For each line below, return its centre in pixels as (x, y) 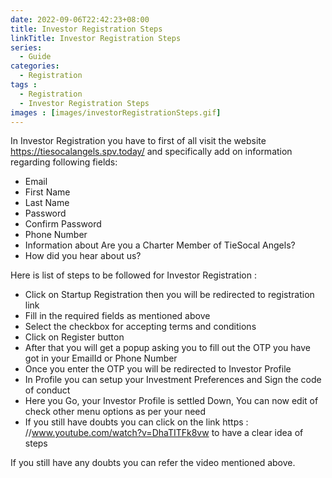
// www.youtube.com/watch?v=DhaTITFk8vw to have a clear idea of (164, 433)
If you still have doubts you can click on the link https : (136, 422)
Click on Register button (74, 337)
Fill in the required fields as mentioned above (117, 316)
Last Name (47, 203)
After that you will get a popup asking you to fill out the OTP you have (168, 348)
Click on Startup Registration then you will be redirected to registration (169, 295)
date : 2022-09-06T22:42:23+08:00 (80, 19)
